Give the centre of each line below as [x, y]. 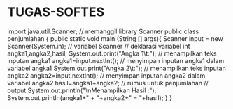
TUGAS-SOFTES [56, 12]
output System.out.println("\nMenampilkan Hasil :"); [82, 90]
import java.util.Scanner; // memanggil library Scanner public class [103, 31]
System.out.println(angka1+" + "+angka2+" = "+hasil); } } [90, 97]
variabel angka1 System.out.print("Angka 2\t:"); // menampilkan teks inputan [116, 68]
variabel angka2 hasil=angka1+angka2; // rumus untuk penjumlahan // [108, 83]
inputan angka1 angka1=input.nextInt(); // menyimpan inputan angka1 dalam [116, 60]
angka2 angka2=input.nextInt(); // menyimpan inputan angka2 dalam [106, 75]
